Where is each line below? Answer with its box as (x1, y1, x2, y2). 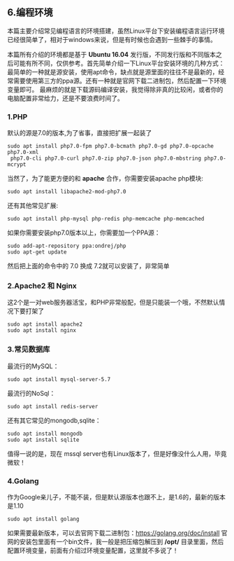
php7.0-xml (7, 149, 39, 156)
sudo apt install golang (7, 515, 80, 522)
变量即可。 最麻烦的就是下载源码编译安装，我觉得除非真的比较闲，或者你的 (7, 85, 224, 93)
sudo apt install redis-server (7, 403, 98, 410)
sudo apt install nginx (7, 327, 77, 334)
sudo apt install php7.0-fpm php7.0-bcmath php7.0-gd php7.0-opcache (7, 143, 214, 150)
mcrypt (7, 161, 27, 168)
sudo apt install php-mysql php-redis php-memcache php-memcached (7, 216, 205, 223)
